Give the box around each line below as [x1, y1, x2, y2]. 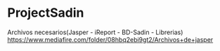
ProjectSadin [7, 5, 84, 21]
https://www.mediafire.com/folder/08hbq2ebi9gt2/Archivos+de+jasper [7, 35, 214, 43]
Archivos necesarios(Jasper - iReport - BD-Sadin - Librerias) [7, 28, 183, 36]
